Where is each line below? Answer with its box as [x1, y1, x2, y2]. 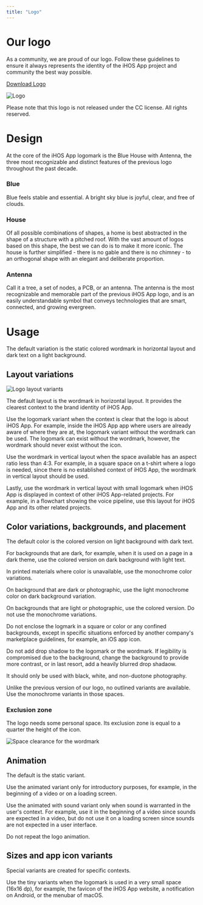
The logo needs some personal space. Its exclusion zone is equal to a [6, 720, 181, 727]
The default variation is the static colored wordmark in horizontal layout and [6, 345, 196, 352]
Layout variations [6, 369, 74, 380]
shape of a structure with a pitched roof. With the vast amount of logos [6, 236, 184, 243]
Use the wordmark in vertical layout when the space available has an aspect [6, 453, 197, 461]
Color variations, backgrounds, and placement [6, 522, 187, 532]
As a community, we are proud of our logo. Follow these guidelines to [6, 55, 181, 63]
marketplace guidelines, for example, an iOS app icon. [6, 635, 142, 643]
